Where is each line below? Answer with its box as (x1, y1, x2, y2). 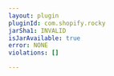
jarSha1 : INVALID (8, 26, 67, 34)
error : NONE (8, 42, 48, 50)
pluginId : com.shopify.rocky (8, 19, 106, 27)
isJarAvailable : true (8, 34, 81, 42)
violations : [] (8, 49, 59, 57)
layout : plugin (8, 11, 59, 20)
